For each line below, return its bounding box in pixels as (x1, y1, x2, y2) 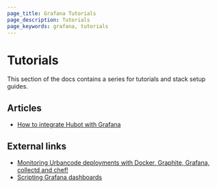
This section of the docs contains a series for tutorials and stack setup (7, 75, 206, 83)
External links (7, 140, 67, 152)
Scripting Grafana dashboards (16, 173, 103, 181)
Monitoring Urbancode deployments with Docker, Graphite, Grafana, (16, 158, 210, 167)
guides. (7, 82, 29, 91)
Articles (7, 102, 42, 114)
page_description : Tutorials (7, 16, 90, 23)
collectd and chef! (16, 165, 68, 174)
